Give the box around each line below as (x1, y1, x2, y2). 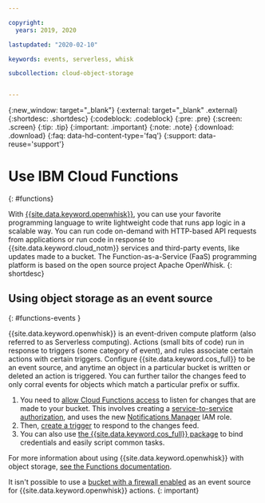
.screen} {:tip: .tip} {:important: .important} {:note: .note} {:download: (8, 122, 234, 132)
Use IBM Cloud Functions (8, 167, 179, 186)
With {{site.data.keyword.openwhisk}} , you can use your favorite (8, 210, 221, 219)
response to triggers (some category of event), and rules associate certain (8, 345, 254, 355)
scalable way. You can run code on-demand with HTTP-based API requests (8, 226, 257, 236)
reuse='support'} (8, 139, 65, 149)
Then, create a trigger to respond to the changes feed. (19, 421, 200, 430)
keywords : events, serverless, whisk (8, 55, 134, 63)
